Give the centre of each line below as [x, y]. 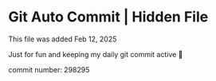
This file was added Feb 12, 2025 [63, 39]
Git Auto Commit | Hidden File [108, 17]
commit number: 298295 [49, 69]
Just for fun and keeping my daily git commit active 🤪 [96, 54]
